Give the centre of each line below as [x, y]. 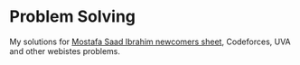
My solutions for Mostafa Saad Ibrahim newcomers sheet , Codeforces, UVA [150, 42]
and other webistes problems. [65, 51]
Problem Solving [73, 17]
